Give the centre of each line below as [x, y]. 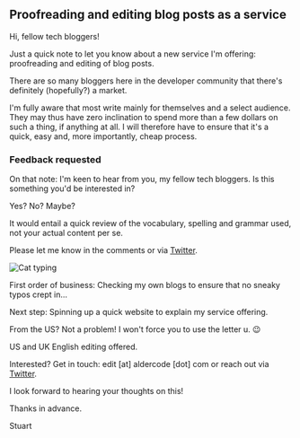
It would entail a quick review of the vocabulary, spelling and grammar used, [150, 223]
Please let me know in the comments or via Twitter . [103, 250]
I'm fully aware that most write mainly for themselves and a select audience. [150, 108]
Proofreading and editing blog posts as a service [148, 15]
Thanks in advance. [46, 408]
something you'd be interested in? [72, 188]
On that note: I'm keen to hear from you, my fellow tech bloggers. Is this [142, 180]
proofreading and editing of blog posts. [82, 63]
